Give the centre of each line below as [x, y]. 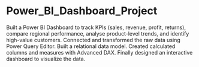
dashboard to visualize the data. [46, 59]
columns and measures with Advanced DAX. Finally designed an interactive [99, 52]
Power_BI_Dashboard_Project [82, 11]
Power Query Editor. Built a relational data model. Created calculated [91, 46]
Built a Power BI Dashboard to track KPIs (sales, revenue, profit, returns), [96, 27]
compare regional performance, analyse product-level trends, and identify [98, 33]
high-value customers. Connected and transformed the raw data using [94, 40]
